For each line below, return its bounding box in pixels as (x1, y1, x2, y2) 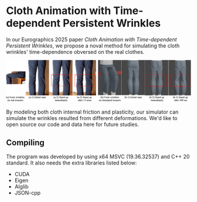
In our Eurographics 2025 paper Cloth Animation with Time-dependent (6, 36, 177, 43)
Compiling (6, 138, 45, 148)
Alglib (14, 183, 29, 190)
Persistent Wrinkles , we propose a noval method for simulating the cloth (6, 42, 180, 49)
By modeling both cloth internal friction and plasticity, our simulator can (6, 108, 179, 115)
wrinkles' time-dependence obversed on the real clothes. (6, 48, 145, 55)
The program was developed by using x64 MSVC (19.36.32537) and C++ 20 (6, 153, 190, 160)
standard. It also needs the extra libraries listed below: (6, 159, 137, 166)
